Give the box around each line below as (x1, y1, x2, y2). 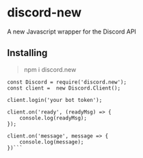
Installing (7, 47, 48, 59)
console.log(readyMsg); (19, 114, 88, 121)
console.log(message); (19, 138, 84, 145)
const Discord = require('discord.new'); (7, 79, 127, 85)
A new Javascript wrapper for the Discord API (7, 27, 137, 36)
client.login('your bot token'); (7, 96, 103, 103)
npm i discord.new (23, 65, 77, 73)
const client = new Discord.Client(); (7, 84, 121, 92)
